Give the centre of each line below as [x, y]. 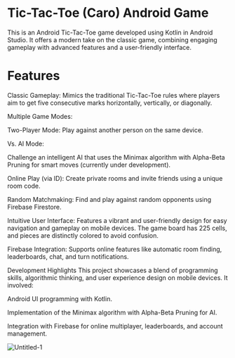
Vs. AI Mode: [26, 143]
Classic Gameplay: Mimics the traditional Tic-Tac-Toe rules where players [114, 95]
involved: [20, 285]
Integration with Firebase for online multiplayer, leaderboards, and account [115, 326]
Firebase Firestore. [34, 207]
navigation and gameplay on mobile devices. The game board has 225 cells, [117, 228]
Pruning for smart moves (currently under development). [89, 165]
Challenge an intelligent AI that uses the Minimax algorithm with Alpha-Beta [116, 157]
